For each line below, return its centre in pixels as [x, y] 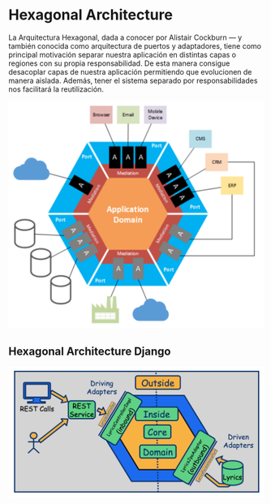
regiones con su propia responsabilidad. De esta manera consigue [119, 63]
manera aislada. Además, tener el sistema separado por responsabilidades [133, 80]
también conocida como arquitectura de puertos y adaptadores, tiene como [135, 45]
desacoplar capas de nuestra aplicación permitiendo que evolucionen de [130, 71]
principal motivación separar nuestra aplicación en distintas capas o [123, 54]
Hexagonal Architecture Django [90, 352]
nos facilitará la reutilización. [56, 89]
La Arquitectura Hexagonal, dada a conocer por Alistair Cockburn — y [125, 37]
